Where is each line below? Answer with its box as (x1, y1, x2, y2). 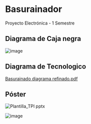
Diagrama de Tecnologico (5, 62, 86, 71)
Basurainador (5, 3, 62, 15)
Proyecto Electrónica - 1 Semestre (5, 20, 75, 26)
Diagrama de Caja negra (5, 34, 81, 43)
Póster (5, 90, 26, 98)
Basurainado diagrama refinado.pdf (5, 75, 78, 81)
